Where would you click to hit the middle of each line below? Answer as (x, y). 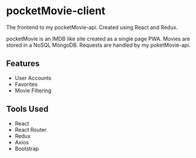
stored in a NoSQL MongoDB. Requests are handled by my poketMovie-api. (99, 45)
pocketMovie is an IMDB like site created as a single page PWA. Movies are (98, 38)
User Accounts (33, 78)
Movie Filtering (33, 91)
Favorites (26, 84)
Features (23, 64)
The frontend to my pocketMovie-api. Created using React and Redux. (92, 27)
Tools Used (27, 109)
